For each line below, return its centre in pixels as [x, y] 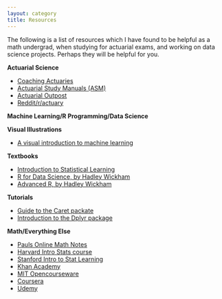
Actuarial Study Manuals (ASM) [62, 88]
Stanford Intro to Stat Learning [60, 259]
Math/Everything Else [39, 231]
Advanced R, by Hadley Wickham [64, 184]
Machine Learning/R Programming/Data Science [78, 116]
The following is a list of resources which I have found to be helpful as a [109, 39]
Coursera [30, 281]
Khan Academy [38, 266]
